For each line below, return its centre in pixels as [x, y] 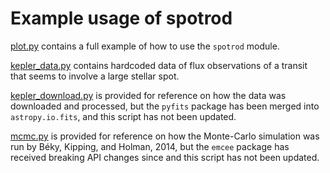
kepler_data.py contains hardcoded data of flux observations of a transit [159, 65]
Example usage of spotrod [121, 18]
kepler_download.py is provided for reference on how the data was [148, 95]
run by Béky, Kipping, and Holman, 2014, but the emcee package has [150, 146]
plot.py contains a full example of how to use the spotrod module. [145, 46]
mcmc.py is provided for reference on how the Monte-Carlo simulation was [165, 136]
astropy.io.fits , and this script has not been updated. [123, 116]
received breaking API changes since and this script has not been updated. [165, 157]
